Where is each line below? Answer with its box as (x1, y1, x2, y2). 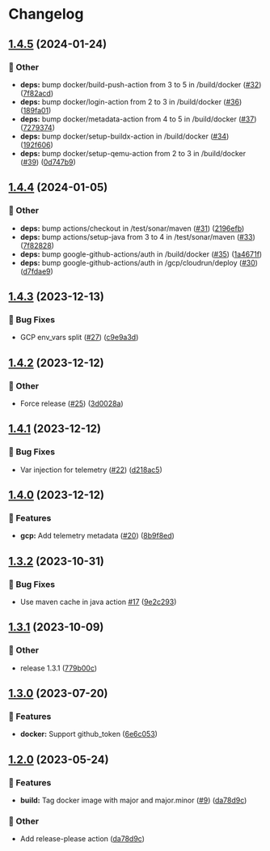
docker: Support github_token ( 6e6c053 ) (19, 730, 158, 739)
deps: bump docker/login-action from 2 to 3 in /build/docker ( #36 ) (19, 96, 243, 106)
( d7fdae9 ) (19, 266, 54, 276)
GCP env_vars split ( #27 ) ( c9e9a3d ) (19, 333, 139, 343)
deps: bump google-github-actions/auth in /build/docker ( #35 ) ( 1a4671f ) (19, 249, 263, 259)
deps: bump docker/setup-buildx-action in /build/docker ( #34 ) (19, 131, 230, 141)
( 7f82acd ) (19, 88, 54, 98)
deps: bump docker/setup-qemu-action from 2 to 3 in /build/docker (19, 148, 247, 158)
